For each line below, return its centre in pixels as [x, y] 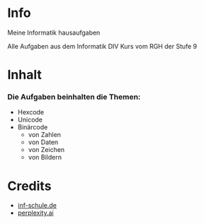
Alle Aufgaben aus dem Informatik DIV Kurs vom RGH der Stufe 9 [102, 46]
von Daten [43, 142]
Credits [29, 186]
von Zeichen [46, 150]
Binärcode [33, 127]
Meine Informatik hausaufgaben [54, 33]
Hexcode [31, 112]
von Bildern [45, 158]
